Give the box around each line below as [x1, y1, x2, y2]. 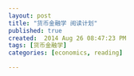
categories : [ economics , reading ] [8, 49, 124, 57]
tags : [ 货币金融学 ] [8, 42, 67, 50]
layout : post [8, 11, 52, 20]
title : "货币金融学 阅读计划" [8, 19, 98, 27]
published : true [8, 26, 62, 34]
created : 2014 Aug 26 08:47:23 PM [8, 34, 127, 42]
